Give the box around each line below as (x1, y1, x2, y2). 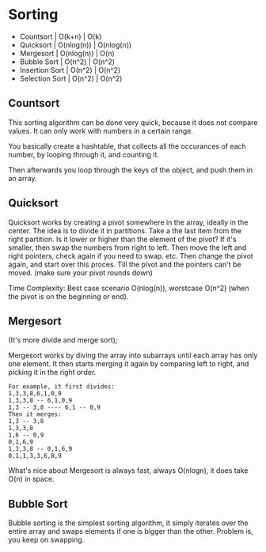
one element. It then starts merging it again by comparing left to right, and (8, 359, 249, 369)
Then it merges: (8, 410, 62, 418)
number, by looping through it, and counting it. (8, 149, 160, 159)
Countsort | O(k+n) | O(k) (19, 32, 102, 41)
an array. (8, 173, 37, 183)
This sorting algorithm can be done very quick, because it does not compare (8, 117, 258, 127)
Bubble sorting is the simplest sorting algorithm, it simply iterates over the (8, 518, 249, 527)
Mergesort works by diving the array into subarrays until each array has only (8, 350, 258, 361)
